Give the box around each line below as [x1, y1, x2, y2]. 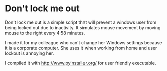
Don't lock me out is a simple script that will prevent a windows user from [5, 19, 157, 25]
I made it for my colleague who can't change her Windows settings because [5, 39, 162, 45]
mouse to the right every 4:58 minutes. [5, 30, 86, 36]
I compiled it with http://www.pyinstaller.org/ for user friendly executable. [5, 60, 156, 66]
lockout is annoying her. [5, 50, 54, 56]
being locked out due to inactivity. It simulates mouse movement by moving [5, 24, 161, 30]
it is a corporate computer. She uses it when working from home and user [5, 45, 157, 51]
